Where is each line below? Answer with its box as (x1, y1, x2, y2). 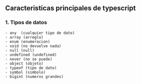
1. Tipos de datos (5, 19, 47, 26)
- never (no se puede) (5, 56, 52, 61)
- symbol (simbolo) (5, 69, 46, 74)
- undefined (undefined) (5, 52, 57, 57)
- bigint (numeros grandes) (5, 74, 64, 79)
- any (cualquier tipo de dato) (5, 30, 75, 35)
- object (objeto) (5, 61, 43, 66)
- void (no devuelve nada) (5, 43, 61, 48)
